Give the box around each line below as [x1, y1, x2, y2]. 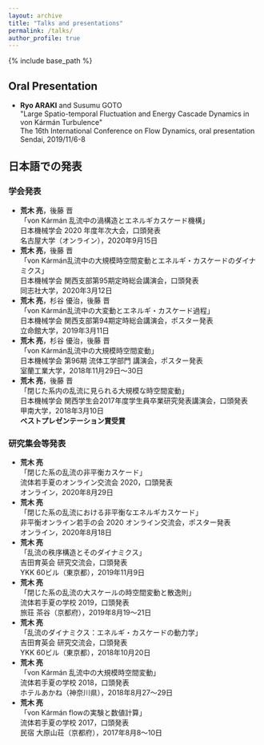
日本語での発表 [8, 159, 82, 173]
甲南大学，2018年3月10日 [19, 405, 104, 415]
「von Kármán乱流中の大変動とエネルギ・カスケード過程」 [19, 305, 214, 315]
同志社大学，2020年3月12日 [19, 285, 113, 295]
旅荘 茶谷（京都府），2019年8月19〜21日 [19, 608, 152, 618]
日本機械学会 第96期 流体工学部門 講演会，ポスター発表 [19, 356, 203, 365]
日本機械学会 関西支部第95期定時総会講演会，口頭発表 [19, 276, 199, 285]
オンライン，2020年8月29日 [19, 488, 114, 497]
